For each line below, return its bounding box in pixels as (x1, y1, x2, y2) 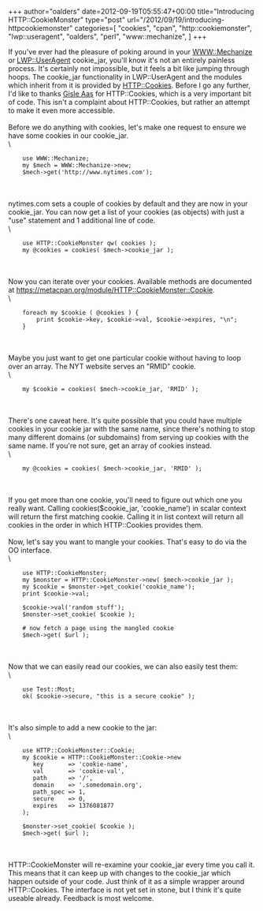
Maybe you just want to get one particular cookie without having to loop (8, 353, 242, 362)
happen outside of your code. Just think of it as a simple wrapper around (8, 877, 245, 886)
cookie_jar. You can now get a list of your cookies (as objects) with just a (8, 207, 245, 216)
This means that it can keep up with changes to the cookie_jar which (8, 868, 231, 878)
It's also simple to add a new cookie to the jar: (8, 723, 157, 732)
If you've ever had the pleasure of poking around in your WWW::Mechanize (8, 47, 253, 56)
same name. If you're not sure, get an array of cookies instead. (8, 441, 213, 450)
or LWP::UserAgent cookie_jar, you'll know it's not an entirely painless (8, 55, 235, 65)
